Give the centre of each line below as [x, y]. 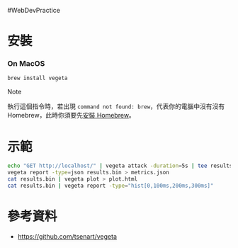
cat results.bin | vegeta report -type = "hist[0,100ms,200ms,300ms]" [110, 186]
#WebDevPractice [34, 10]
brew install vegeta [38, 78]
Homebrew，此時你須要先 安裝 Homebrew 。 [72, 115]
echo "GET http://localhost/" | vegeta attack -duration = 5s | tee [107, 166]
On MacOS [26, 64]
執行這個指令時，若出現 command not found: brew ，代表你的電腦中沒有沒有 [116, 106]
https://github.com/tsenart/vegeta [67, 236]
